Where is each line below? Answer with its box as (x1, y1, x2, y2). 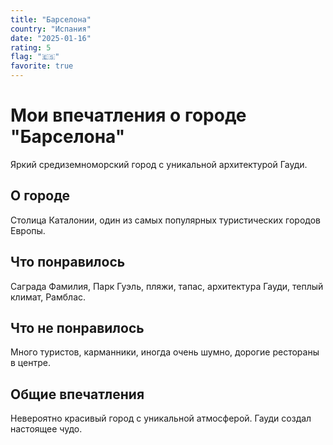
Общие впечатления (10, 386, 145, 403)
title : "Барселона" (10, 14, 92, 25)
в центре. (10, 357, 51, 369)
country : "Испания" (10, 24, 92, 34)
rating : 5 (10, 42, 52, 53)
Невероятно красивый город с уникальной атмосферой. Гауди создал (10, 412, 312, 425)
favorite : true (10, 61, 74, 71)
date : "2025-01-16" (10, 33, 92, 43)
